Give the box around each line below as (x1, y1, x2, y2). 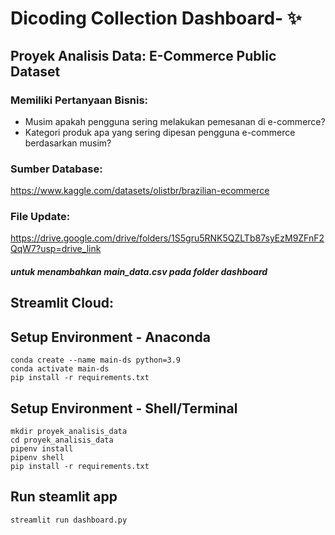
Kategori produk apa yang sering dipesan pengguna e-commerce (24, 126, 296, 138)
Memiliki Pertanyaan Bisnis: (10, 93, 149, 107)
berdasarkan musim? (24, 137, 112, 149)
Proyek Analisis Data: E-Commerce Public (10, 47, 277, 64)
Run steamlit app (10, 488, 118, 506)
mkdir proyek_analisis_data (10, 427, 128, 437)
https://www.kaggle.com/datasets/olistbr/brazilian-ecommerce (10, 185, 270, 197)
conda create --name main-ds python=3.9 (10, 355, 182, 366)
